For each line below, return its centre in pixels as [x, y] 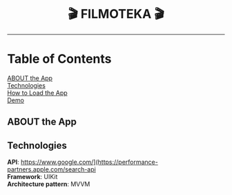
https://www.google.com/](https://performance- [89, 162]
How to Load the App [37, 93]
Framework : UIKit [32, 177]
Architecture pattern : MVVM [49, 184]
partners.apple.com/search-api [52, 169]
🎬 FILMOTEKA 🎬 [116, 14]
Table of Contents [59, 59]
